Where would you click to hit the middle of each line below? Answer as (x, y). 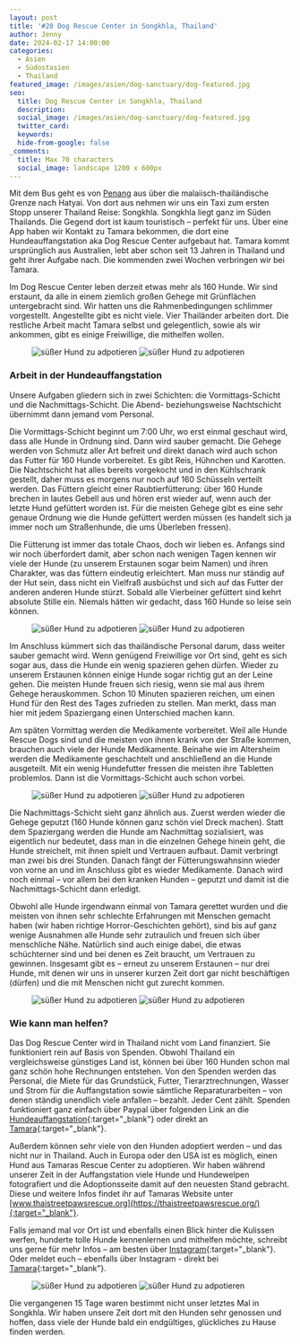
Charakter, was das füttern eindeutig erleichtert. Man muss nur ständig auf (147, 573)
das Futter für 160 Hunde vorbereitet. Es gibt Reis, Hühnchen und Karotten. (148, 460)
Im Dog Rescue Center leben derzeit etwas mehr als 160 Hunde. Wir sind (144, 287)
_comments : (30, 151)
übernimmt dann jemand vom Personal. (82, 414)
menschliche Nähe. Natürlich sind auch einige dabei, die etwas (125, 944)
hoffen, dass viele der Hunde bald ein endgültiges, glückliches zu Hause (143, 1322)
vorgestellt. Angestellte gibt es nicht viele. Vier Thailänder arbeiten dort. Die (149, 316)
